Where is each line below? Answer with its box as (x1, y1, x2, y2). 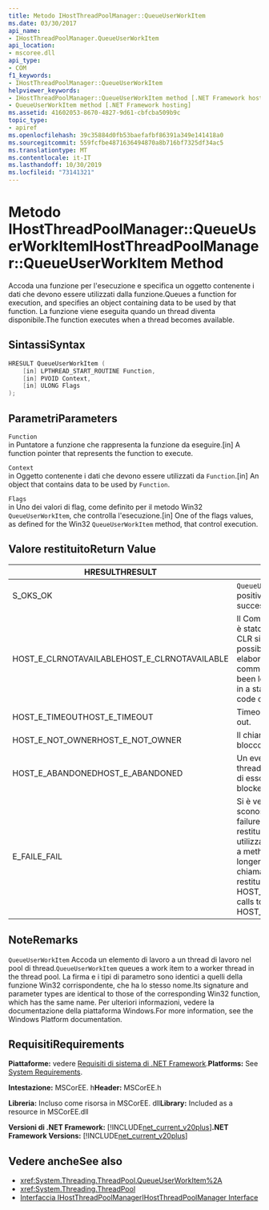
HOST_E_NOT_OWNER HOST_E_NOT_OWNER (12, 734, 182, 745)
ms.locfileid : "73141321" (8, 169, 94, 177)
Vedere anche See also (8, 1154, 122, 1168)
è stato (236, 623, 263, 634)
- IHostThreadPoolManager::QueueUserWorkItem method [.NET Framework (8, 94, 246, 102)
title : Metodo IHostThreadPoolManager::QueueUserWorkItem (8, 11, 206, 20)
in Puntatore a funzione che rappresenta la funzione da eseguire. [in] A (8, 439, 240, 450)
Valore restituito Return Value (8, 543, 156, 556)
